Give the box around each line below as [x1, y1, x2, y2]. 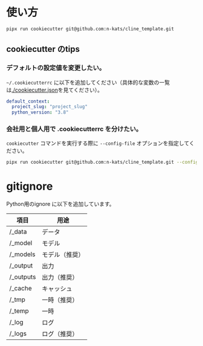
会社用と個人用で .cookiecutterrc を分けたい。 [6, 125, 143, 133]
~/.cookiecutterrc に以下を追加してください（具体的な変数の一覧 [6, 78, 170, 86]
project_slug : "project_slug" [11, 104, 88, 110]
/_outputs [9, 273, 36, 281]
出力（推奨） [42, 273, 79, 281]
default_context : [6, 98, 50, 104]
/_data [9, 228, 27, 236]
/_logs [9, 330, 27, 338]
